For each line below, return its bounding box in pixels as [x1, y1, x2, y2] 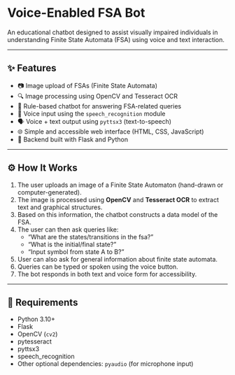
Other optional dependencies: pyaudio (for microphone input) [17, 360, 194, 368]
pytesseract [17, 337, 52, 346]
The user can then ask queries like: [17, 225, 119, 234]
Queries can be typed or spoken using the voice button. [17, 262, 178, 271]
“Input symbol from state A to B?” [27, 247, 124, 256]
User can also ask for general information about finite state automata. [17, 255, 218, 263]
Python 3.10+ [17, 315, 56, 323]
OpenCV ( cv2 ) [17, 330, 58, 339]
